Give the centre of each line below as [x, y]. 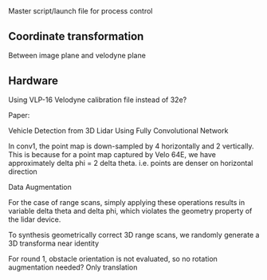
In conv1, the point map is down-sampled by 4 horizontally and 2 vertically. [131, 146]
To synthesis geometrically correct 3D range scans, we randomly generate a [134, 235]
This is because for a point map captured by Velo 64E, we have [112, 155]
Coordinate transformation [76, 36]
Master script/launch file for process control [80, 11]
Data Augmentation [40, 187]
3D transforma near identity [54, 243]
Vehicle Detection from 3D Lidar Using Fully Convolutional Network [118, 131]
